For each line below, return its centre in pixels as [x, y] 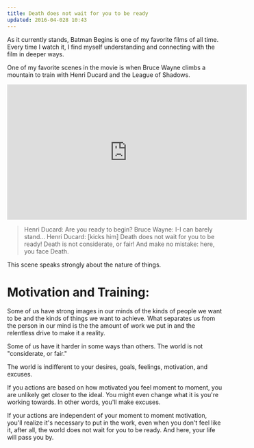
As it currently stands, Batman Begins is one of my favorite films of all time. [113, 39]
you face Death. [47, 251]
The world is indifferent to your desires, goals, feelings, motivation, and [107, 367]
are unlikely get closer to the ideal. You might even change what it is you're [113, 395]
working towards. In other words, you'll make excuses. [84, 402]
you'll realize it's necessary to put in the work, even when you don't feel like [114, 423]
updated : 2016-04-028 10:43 [47, 20]
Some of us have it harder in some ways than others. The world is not [105, 346]
